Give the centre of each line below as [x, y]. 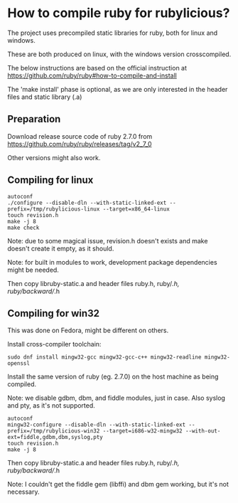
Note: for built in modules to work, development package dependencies [113, 262]
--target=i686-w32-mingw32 [142, 431]
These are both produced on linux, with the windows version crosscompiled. [119, 54]
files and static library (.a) [45, 97]
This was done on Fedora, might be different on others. [88, 330]
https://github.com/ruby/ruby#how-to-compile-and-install [92, 75]
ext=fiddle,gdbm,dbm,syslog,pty [55, 438]
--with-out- [203, 431]
